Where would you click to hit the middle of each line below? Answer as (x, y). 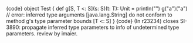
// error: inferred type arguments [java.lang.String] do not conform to (89, 15)
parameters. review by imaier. (42, 34)
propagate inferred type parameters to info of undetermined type (100, 27)
